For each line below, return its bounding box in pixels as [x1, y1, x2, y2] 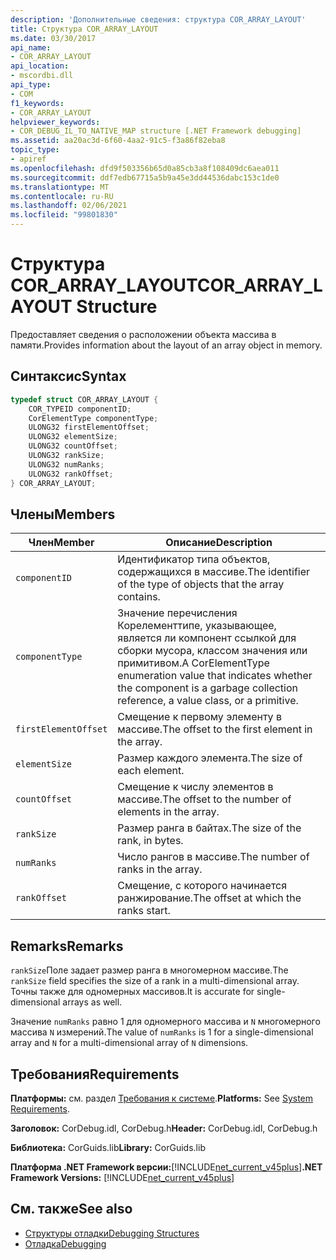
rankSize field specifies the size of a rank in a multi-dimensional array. [10, 975, 300, 987]
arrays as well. [62, 996, 123, 1008]
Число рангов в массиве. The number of [117, 850, 310, 864]
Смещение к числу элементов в [117, 780, 274, 794]
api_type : [10, 80, 52, 90]
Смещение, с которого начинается [117, 879, 288, 893]
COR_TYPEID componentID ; [28, 404, 132, 414]
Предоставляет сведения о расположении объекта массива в [10, 328, 277, 340]
